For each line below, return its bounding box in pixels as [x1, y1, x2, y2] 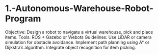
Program [5, 13, 41, 24]
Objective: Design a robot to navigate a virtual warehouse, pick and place [5, 29, 153, 35]
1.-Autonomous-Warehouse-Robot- [5, 3, 154, 14]
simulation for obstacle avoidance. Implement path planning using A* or [5, 39, 150, 45]
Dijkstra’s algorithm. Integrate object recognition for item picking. [5, 44, 136, 50]
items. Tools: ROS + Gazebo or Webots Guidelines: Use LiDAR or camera [5, 34, 152, 40]
